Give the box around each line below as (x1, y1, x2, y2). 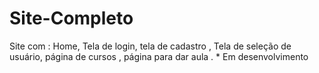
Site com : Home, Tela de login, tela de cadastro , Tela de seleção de (9, 40, 292, 52)
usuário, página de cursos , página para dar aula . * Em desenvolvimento (9, 50, 309, 62)
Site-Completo (9, 7, 134, 30)
